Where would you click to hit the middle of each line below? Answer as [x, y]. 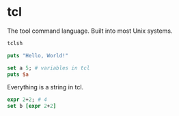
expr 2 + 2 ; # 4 [27, 100]
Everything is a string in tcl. [45, 87]
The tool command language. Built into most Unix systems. [90, 31]
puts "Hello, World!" [38, 55]
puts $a [18, 74]
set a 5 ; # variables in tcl [49, 68]
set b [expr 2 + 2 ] [32, 106]
